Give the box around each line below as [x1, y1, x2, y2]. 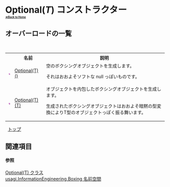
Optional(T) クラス [5, 170, 44, 176]
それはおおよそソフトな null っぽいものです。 [46, 73, 140, 80]
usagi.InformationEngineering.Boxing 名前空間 [5, 176, 102, 182]
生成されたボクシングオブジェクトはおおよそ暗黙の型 [46, 103, 157, 109]
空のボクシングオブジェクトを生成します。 [46, 62, 135, 68]
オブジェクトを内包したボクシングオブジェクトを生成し [46, 86, 161, 92]
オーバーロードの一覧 [5, 29, 72, 38]
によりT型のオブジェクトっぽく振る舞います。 [50, 109, 146, 115]
